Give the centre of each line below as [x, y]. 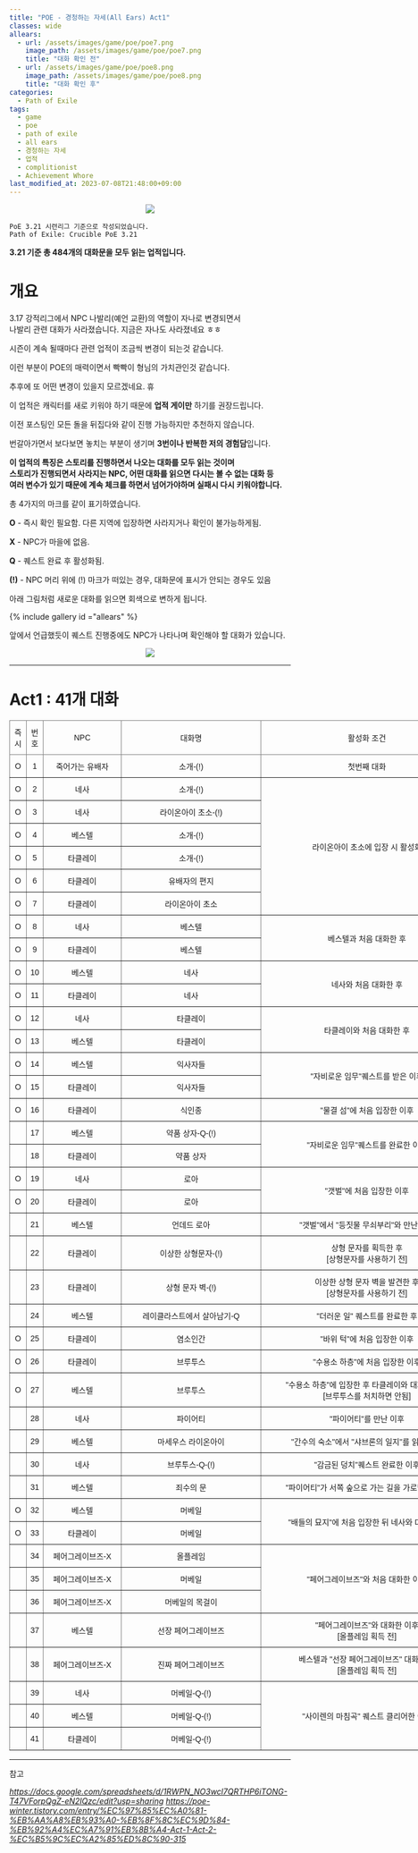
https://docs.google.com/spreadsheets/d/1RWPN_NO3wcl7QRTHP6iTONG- [148, 1791]
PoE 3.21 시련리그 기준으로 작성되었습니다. [79, 227]
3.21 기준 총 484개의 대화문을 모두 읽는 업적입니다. [98, 252]
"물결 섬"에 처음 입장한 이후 [367, 1110]
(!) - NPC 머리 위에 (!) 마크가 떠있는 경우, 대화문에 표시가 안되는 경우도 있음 [140, 580]
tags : [19, 109]
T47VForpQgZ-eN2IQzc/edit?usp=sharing [87, 1801]
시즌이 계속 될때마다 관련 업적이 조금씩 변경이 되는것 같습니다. [117, 349]
